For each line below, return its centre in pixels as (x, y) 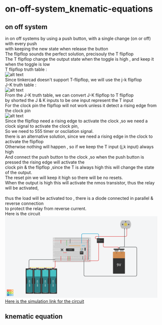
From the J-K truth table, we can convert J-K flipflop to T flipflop (69, 95)
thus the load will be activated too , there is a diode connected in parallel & (79, 198)
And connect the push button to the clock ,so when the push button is (74, 157)
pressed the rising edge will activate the (45, 162)
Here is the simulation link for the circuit (45, 301)
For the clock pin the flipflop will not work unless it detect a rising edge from (81, 106)
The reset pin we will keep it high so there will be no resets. (64, 178)
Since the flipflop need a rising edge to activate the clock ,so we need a (76, 121)
